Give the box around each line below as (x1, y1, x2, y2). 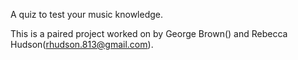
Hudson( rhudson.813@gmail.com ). (10, 39, 154, 50)
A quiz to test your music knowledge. (10, 9, 163, 20)
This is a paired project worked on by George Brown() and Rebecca (10, 28, 288, 39)
